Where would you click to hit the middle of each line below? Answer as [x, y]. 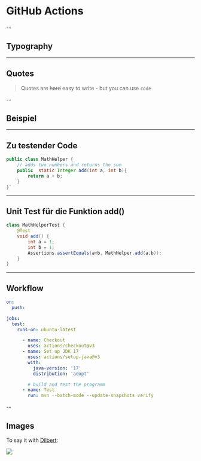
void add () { [33, 236]
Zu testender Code [42, 146]
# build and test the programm [67, 384]
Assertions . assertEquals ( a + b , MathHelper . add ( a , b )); [95, 253]
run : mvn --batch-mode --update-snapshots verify [91, 396]
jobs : [13, 318]
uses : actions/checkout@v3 [61, 346]
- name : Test [38, 390]
